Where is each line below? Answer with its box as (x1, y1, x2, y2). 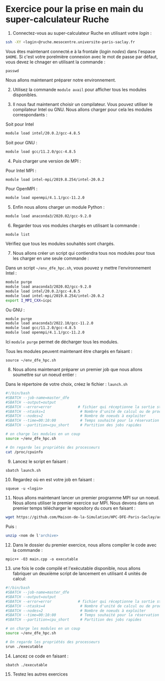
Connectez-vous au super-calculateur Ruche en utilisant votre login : (12, 30, 152, 36)
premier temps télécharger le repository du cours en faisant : (12, 505, 136, 511)
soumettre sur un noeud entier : (12, 372, 77, 378)
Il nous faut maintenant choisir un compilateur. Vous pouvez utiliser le (12, 101, 153, 107)
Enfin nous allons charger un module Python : (12, 204, 105, 210)
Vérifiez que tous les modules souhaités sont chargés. (5, 241, 115, 246)
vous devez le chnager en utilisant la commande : (5, 59, 106, 65)
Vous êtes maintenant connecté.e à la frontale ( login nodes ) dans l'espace (5, 48, 156, 54)
